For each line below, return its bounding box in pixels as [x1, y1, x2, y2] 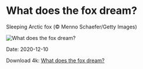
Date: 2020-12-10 [6, 45, 49, 53]
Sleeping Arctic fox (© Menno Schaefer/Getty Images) [6, 23, 138, 30]
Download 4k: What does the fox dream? [6, 57, 105, 64]
